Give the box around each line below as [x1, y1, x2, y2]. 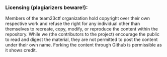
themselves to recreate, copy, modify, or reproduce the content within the [5, 26, 158, 32]
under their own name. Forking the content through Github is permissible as [5, 42, 162, 48]
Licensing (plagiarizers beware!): [5, 4, 88, 11]
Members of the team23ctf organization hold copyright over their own [5, 15, 150, 21]
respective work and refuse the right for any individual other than [5, 20, 140, 26]
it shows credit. [5, 47, 37, 53]
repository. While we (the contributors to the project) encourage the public [5, 31, 160, 37]
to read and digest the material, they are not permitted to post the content [5, 36, 158, 42]
